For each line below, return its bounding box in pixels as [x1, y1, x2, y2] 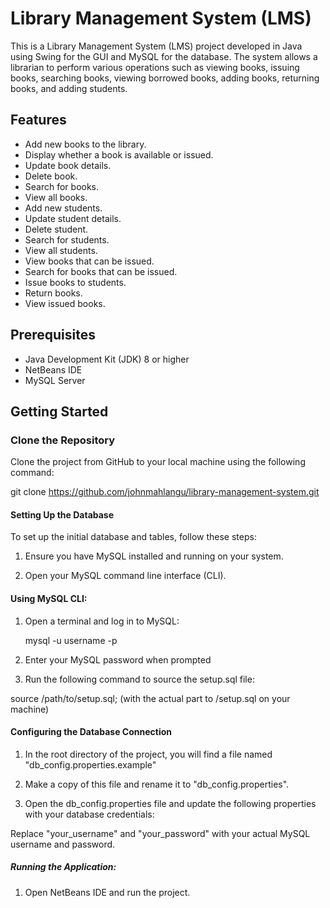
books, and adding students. [10, 82, 128, 94]
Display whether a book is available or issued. [24, 148, 214, 161]
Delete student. [24, 223, 89, 235]
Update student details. [24, 212, 122, 224]
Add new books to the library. [24, 138, 147, 150]
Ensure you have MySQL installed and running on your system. [24, 550, 284, 562]
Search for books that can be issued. [24, 265, 178, 277]
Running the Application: [10, 861, 117, 873]
